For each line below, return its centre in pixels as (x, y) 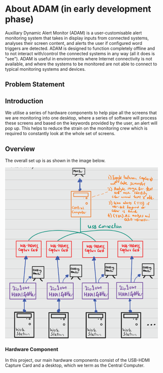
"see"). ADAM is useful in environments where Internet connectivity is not (79, 59)
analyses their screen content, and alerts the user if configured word (73, 43)
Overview (20, 149)
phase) (19, 19)
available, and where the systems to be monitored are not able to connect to (81, 64)
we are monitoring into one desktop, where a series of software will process (81, 118)
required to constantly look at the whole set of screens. (60, 134)
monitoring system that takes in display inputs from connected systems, (77, 38)
